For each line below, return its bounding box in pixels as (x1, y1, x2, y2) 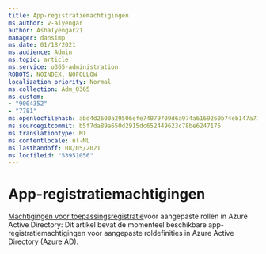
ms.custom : (8, 93, 44, 100)
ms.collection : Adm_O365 (8, 85, 90, 93)
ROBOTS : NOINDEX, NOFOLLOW (8, 70, 97, 78)
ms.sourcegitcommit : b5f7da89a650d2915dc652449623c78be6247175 (8, 122, 222, 130)
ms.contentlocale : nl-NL (8, 136, 90, 145)
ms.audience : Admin (8, 48, 73, 56)
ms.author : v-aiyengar (8, 19, 83, 27)
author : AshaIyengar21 (8, 26, 83, 34)
